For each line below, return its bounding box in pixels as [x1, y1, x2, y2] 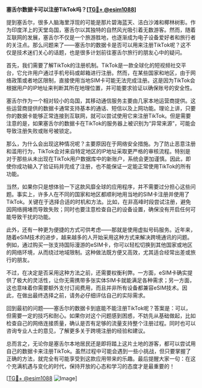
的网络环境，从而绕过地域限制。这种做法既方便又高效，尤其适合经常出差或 [6, 249, 191, 256]
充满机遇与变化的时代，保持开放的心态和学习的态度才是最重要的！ [11, 363, 175, 370]
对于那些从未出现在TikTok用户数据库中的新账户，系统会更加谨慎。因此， [6, 155, 186, 162]
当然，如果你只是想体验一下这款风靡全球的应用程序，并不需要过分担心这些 [6, 183, 191, 190]
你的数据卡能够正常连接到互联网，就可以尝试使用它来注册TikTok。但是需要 [6, 112, 191, 119]
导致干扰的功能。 [11, 214, 54, 220]
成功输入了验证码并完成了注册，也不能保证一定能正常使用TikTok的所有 [16, 163, 191, 170]
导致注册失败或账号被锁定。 [6, 127, 75, 135]
